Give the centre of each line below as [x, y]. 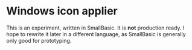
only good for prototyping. [39, 40]
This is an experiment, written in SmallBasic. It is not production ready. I [95, 28]
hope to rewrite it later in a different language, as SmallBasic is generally [96, 34]
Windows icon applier [62, 11]
